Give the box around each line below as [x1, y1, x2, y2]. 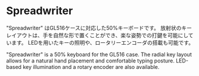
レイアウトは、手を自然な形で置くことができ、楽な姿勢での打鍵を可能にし [6, 31, 189, 39]
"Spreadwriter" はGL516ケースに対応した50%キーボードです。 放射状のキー [6, 24, 192, 31]
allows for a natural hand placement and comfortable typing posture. [6, 57, 175, 64]
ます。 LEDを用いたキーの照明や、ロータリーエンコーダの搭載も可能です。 [11, 39, 194, 46]
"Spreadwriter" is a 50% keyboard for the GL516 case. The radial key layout [6, 51, 192, 58]
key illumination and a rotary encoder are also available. [23, 63, 160, 70]
